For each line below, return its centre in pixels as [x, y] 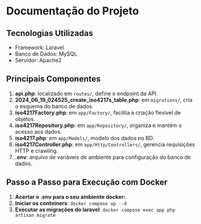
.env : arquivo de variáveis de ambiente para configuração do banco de [103, 157]
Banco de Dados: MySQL [46, 54]
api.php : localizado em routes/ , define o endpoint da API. [86, 93]
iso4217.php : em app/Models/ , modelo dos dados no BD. [85, 138]
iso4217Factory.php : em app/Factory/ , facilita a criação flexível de [98, 113]
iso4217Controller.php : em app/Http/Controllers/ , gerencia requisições [105, 144]
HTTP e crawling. [36, 150]
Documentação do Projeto [73, 11]
